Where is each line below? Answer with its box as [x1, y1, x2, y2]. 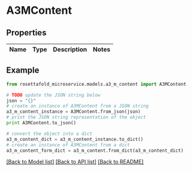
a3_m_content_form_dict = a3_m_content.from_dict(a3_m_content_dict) [6, 148, 184, 154]
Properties [6, 28, 47, 38]
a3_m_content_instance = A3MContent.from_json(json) [6, 109, 141, 115]
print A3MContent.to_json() [6, 120, 77, 126]
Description [53, 46, 87, 53]
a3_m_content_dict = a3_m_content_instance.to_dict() [6, 136, 144, 142]
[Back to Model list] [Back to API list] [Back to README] [6, 158, 144, 166]
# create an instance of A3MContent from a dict [6, 142, 130, 148]
